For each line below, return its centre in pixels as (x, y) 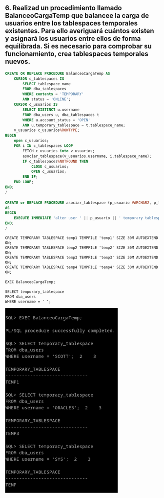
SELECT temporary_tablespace (35, 292)
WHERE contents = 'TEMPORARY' (53, 94)
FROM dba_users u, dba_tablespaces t (61, 115)
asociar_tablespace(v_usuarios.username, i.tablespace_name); (87, 156)
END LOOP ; (24, 182)
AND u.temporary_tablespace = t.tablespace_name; (74, 125)
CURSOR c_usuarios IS (36, 105)
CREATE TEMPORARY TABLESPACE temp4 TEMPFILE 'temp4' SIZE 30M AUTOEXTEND (82, 267)
